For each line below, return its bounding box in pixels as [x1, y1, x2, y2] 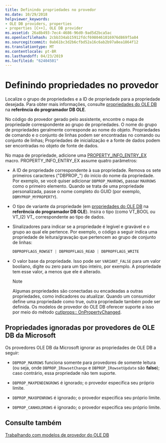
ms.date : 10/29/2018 [5, 12, 48, 17]
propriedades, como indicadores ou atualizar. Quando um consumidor [12, 293, 156, 299]
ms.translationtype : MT [5, 44, 55, 49]
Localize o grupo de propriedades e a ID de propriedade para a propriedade [5, 96, 160, 102]
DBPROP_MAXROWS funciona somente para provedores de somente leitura [12, 359, 156, 365]
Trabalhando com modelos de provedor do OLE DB [5, 432, 110, 438]
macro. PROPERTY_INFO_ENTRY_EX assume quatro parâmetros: [5, 158, 138, 164]
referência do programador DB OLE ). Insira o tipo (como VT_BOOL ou [12, 209, 156, 215]
